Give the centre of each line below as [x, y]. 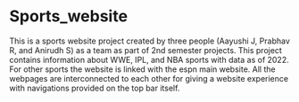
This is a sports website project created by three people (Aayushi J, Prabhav [149, 41]
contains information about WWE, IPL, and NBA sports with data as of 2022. [149, 59]
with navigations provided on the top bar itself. [95, 88]
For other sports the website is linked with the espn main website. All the [142, 69]
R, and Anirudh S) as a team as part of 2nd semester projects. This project [146, 50]
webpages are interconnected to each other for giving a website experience [149, 78]
